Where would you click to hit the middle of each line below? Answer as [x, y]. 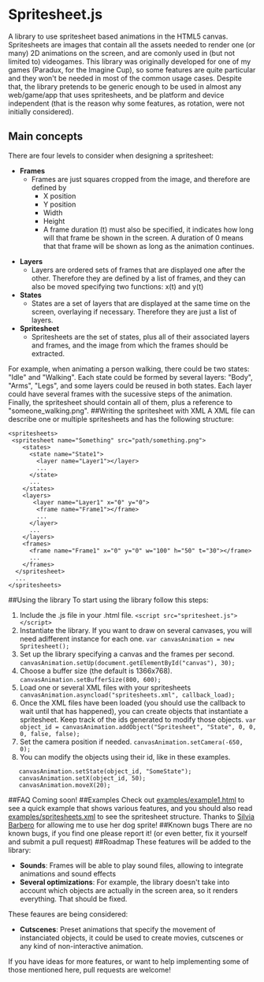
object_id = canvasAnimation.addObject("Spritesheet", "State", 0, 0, [138, 727]
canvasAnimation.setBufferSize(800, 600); [90, 679]
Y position [59, 204]
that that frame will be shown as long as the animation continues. [149, 246]
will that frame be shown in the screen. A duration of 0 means [143, 237]
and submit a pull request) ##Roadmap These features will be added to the [130, 842]
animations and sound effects [68, 873]
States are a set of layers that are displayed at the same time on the [141, 303]
